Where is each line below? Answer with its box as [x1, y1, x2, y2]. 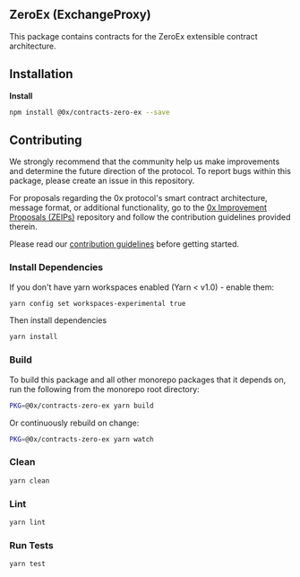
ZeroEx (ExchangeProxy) [9, 7, 152, 22]
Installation [9, 66, 73, 82]
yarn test [9, 560, 47, 569]
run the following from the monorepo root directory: [9, 383, 200, 394]
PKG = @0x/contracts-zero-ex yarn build [9, 401, 154, 410]
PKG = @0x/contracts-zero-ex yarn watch [9, 434, 154, 443]
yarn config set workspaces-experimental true [9, 299, 186, 308]
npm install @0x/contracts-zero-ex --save [9, 108, 170, 117]
